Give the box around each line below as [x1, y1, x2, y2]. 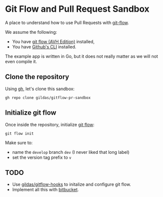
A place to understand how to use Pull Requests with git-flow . [5, 20, 129, 25]
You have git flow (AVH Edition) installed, [12, 38, 95, 45]
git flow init [5, 131, 34, 136]
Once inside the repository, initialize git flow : [5, 122, 94, 127]
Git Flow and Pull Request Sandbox [5, 3, 150, 15]
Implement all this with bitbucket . [12, 187, 79, 193]
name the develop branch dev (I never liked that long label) [12, 149, 130, 155]
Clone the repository [5, 73, 70, 81]
